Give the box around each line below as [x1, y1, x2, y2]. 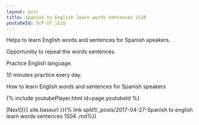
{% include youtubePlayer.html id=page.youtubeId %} [6, 94, 140, 102]
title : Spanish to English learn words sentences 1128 [6, 14, 147, 20]
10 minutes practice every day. [6, 72, 82, 79]
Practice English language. [6, 59, 72, 67]
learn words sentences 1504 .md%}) [6, 112, 97, 120]
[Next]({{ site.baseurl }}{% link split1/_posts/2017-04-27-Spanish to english [6, 106, 194, 114]
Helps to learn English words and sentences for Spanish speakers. [6, 37, 171, 44]
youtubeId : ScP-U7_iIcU [6, 20, 66, 26]
